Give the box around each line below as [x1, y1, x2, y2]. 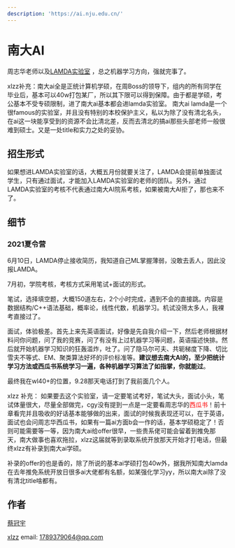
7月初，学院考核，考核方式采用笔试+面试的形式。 [7, 280, 150, 289]
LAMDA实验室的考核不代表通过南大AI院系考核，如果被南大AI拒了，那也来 [7, 185, 219, 194]
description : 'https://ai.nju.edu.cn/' [7, 10, 124, 17]
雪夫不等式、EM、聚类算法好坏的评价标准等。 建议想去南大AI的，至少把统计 [7, 354, 225, 362]
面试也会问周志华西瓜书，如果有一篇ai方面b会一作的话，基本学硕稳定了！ [7, 418, 218, 426]
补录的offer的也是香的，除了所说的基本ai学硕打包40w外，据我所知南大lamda [7, 459, 228, 468]
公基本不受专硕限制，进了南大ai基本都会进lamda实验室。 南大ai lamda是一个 [7, 99, 227, 108]
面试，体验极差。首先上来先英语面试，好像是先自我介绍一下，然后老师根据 [7, 327, 222, 336]
